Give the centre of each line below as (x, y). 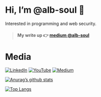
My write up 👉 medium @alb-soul (53, 35)
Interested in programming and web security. (51, 24)
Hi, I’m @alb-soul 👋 (45, 10)
